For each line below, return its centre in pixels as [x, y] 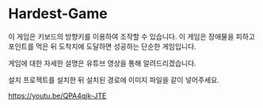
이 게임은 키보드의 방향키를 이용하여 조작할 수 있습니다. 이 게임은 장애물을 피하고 [132, 36]
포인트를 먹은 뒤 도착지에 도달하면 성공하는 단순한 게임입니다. [102, 46]
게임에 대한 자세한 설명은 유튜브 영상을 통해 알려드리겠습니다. [102, 63]
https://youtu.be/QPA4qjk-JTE [57, 95]
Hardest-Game [58, 14]
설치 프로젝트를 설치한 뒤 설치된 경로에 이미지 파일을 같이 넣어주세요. [114, 80]
